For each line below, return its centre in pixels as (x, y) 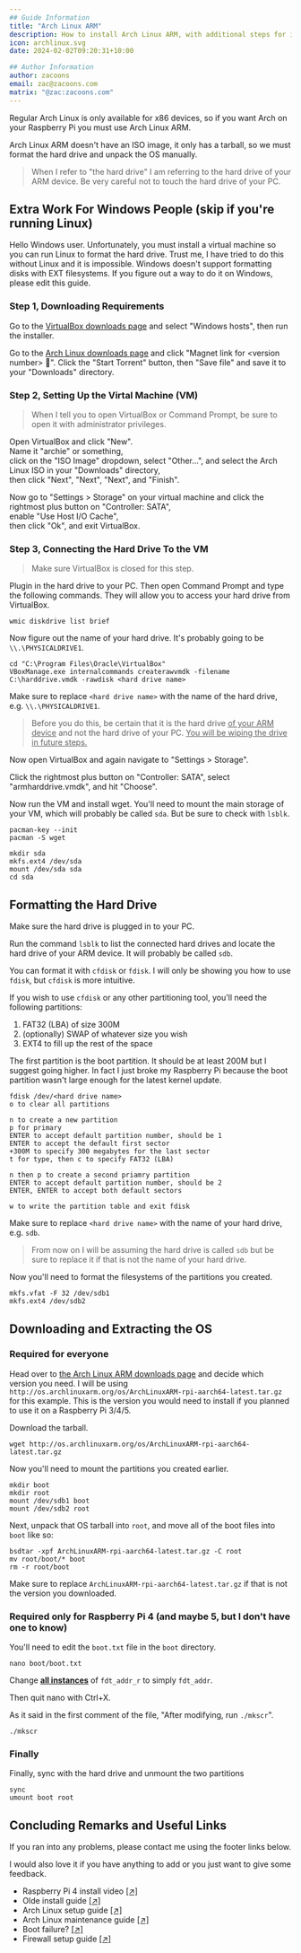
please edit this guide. (50, 283)
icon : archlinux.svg (48, 43)
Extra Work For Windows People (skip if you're (142, 210)
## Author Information (52, 67)
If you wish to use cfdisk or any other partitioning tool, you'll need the (138, 998)
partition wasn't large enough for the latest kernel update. (116, 1080)
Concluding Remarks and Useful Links (118, 1825)
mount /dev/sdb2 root (50, 1509)
